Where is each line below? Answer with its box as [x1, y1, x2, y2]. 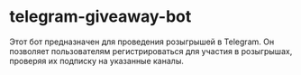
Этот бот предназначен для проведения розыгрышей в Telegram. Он [9, 36, 275, 47]
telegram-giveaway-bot [9, 6, 192, 27]
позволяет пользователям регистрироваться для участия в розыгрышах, [9, 45, 293, 56]
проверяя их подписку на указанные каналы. [9, 55, 185, 66]
